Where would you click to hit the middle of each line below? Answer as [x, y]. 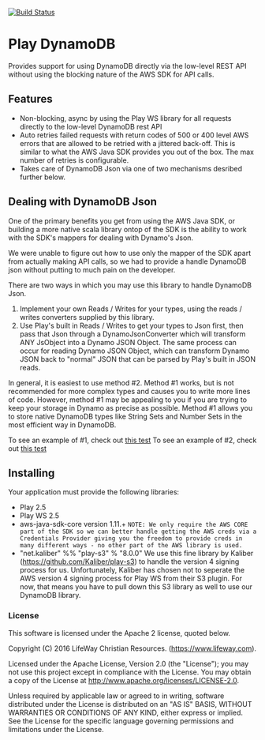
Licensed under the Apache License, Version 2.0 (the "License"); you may [129, 663]
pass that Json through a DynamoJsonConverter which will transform [132, 334]
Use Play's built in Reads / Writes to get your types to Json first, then [132, 325]
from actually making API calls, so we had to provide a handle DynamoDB [127, 261]
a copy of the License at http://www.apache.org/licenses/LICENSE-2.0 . [124, 680]
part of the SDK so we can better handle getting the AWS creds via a [138, 532]
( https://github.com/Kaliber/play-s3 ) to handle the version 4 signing [129, 562]
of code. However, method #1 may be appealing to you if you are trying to [127, 400]
